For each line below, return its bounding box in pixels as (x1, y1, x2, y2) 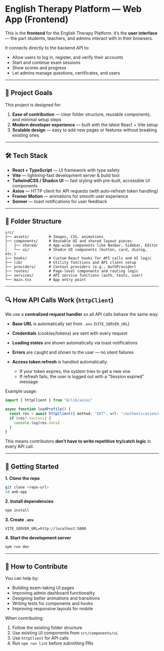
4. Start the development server (5, 535, 72, 541)
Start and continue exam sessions (12, 59, 81, 65)
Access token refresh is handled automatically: (12, 359, 108, 365)
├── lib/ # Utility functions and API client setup (5, 260, 137, 265)
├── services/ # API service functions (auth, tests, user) (5, 273, 143, 278)
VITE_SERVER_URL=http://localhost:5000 (5, 526, 86, 531)
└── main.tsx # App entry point (5, 277, 86, 283)
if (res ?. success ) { (9, 416, 51, 420)
